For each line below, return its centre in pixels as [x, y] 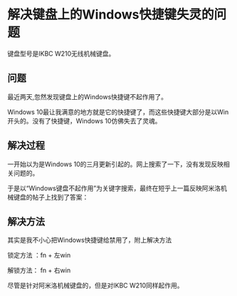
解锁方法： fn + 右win [39, 270]
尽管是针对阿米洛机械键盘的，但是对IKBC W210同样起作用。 [95, 285]
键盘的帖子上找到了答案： [51, 197]
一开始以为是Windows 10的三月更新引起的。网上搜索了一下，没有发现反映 [116, 164]
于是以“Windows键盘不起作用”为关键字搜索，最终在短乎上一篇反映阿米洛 [114, 188]
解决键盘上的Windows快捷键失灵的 [111, 15]
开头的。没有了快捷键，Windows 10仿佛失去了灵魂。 [84, 121]
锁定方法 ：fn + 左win [39, 255]
